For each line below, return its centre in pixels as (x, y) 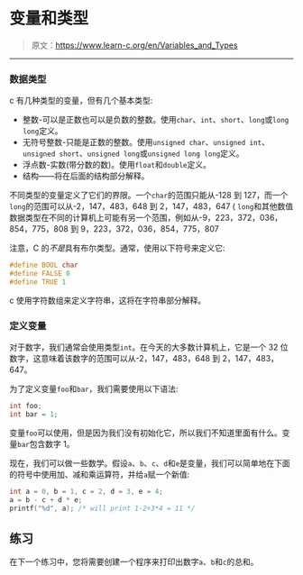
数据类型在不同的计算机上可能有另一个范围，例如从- (106, 218)
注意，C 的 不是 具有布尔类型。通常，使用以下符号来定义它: (117, 248)
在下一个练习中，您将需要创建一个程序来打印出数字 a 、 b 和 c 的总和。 (134, 562)
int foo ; (26, 406)
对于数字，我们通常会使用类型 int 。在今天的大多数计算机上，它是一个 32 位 (149, 347)
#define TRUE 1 (38, 282)
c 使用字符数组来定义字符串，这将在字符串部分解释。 (107, 300)
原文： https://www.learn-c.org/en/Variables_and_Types (134, 45)
